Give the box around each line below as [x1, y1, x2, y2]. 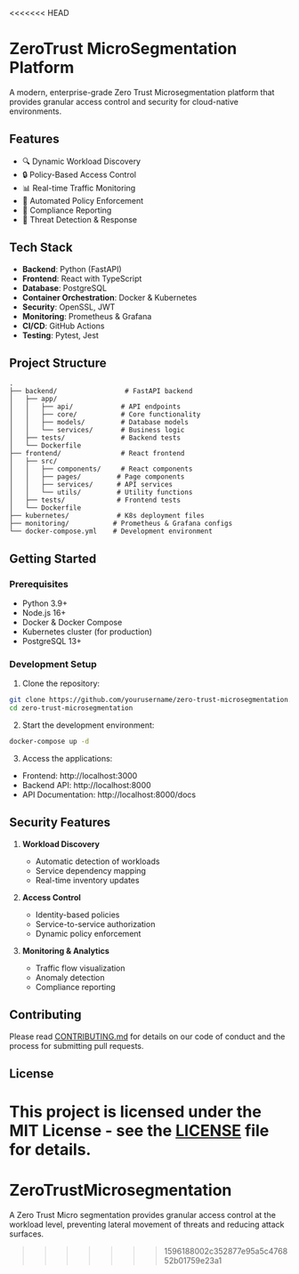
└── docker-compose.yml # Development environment [9, 527, 214, 536]
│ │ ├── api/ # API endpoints [9, 402, 181, 412]
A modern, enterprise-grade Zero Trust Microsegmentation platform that [9, 86, 275, 97]
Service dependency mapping [35, 865, 147, 875]
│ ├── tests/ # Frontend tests [9, 496, 181, 505]
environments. [9, 106, 62, 117]
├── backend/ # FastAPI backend [9, 387, 193, 396]
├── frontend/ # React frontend [9, 449, 185, 458]
